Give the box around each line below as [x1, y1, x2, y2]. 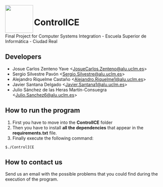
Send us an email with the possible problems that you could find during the [5, 171, 158, 177]
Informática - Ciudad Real [5, 38, 58, 44]
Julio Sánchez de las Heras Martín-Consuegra [12, 86, 107, 93]
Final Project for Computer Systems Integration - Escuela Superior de [5, 33, 147, 39]
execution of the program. [5, 176, 58, 182]
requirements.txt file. [12, 130, 57, 136]
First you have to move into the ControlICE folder [12, 119, 113, 125]
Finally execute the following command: [12, 135, 94, 141]
